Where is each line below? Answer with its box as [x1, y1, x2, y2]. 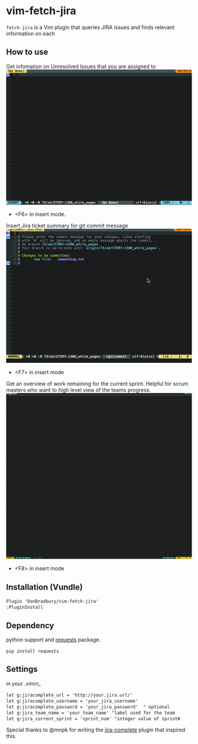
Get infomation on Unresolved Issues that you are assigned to [6, 63, 156, 70]
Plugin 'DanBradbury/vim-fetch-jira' [6, 599, 99, 605]
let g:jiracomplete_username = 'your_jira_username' [6, 698, 138, 704]
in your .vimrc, [6, 680, 41, 687]
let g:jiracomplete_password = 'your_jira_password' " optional [6, 704, 170, 710]
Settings [6, 664, 38, 674]
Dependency [6, 620, 54, 631]
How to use [6, 47, 48, 57]
